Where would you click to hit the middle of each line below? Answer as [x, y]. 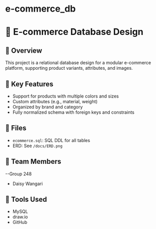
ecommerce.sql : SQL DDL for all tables [51, 140]
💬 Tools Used [26, 199]
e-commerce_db [41, 9]
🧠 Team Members [33, 162]
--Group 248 [18, 174]
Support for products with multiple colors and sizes [66, 96]
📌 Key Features [29, 84]
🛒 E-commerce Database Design [74, 32]
